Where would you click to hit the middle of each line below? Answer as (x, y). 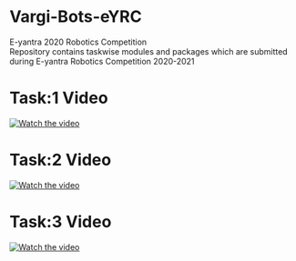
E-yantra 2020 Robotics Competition (78, 42)
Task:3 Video (61, 222)
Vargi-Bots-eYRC (76, 17)
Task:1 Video (59, 98)
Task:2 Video (61, 160)
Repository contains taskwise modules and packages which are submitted (149, 51)
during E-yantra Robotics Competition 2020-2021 (102, 61)
